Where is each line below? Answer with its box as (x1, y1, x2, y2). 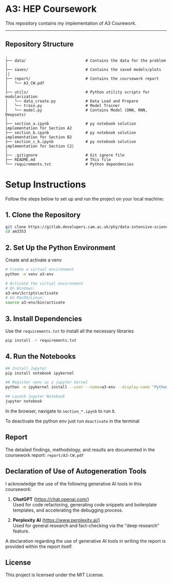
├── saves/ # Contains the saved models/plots (5, 67, 161, 72)
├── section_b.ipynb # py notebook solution (5, 130, 137, 135)
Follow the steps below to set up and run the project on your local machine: (5, 196, 164, 202)
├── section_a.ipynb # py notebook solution (5, 121, 137, 126)
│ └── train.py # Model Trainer (5, 103, 120, 108)
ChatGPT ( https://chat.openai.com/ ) (12, 496, 90, 502)
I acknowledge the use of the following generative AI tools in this (5, 481, 142, 487)
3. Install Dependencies (5, 314, 82, 323)
